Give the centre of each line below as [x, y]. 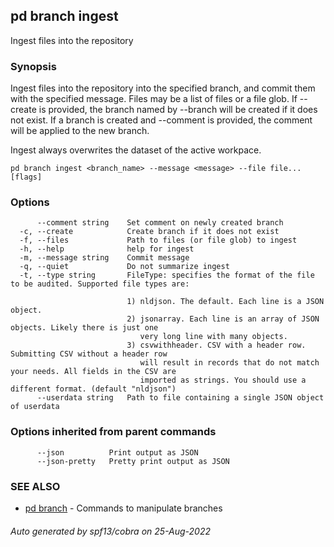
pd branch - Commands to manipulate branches [123, 508]
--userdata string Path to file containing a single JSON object [180, 398]
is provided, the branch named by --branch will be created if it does [178, 110]
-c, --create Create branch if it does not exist [149, 232]
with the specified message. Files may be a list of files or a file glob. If [154, 99]
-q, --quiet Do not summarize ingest [124, 267]
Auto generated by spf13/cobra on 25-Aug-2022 [111, 531]
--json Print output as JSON [117, 452]
